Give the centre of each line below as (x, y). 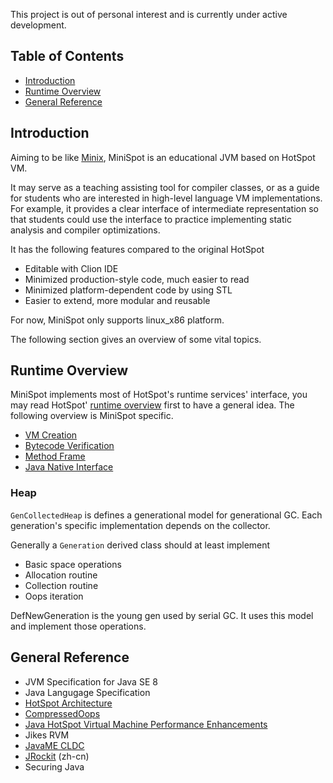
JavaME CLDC (54, 745)
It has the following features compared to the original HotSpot (137, 249)
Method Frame (55, 456)
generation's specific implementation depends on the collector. (140, 525)
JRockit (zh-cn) (57, 756)
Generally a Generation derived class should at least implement (140, 545)
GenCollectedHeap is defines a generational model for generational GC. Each (166, 515)
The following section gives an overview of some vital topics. (136, 339)
